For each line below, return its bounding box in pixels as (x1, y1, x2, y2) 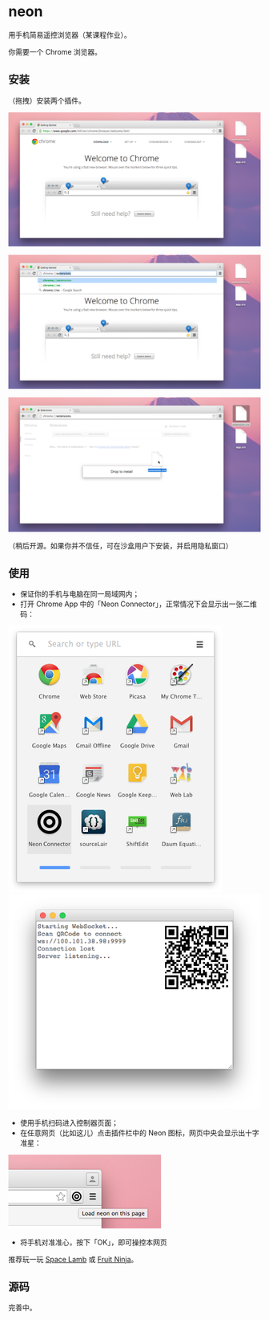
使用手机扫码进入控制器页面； (19, 1118, 118, 1127)
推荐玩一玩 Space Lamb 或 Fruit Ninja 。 (8, 1254, 139, 1264)
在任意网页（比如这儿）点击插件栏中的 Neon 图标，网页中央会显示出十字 (19, 1127, 260, 1138)
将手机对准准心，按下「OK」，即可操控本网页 (19, 1237, 167, 1247)
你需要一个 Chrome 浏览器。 (8, 47, 102, 56)
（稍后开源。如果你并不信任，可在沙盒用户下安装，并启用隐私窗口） (8, 540, 233, 550)
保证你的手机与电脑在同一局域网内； (19, 589, 140, 599)
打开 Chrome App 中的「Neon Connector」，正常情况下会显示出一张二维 (19, 599, 258, 609)
